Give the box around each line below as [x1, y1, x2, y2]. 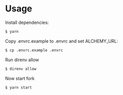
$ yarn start [5, 85, 32, 90]
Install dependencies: [5, 19, 49, 25]
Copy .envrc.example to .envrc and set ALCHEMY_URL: [5, 38, 118, 44]
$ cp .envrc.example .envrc [5, 48, 63, 53]
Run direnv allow [5, 57, 39, 63]
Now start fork [5, 75, 35, 81]
